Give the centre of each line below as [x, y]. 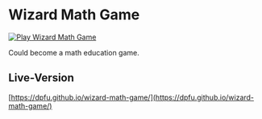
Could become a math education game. [74, 52]
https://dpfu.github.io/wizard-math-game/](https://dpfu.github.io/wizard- [133, 97]
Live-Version [42, 78]
